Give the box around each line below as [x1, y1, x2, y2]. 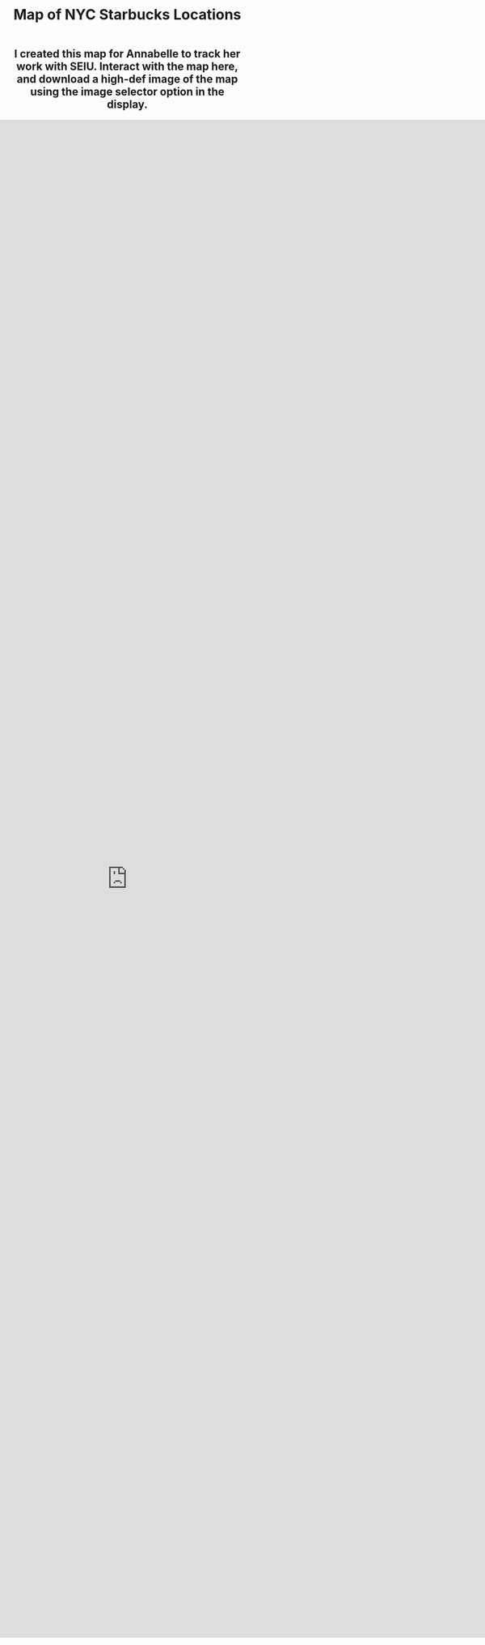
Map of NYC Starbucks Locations [13, 6, 242, 24]
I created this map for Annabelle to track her [14, 47, 241, 61]
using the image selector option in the [29, 85, 226, 99]
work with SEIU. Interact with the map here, [16, 60, 238, 74]
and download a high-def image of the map [16, 72, 238, 87]
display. [106, 98, 149, 112]
